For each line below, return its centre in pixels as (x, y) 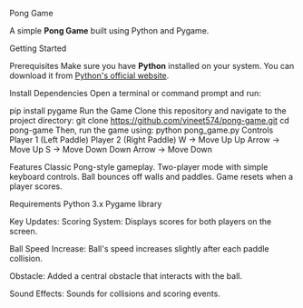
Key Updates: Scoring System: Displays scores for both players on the (141, 221)
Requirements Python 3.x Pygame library (86, 204)
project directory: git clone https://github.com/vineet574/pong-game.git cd (150, 120)
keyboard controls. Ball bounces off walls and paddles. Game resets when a (151, 177)
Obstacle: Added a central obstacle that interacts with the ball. (126, 276)
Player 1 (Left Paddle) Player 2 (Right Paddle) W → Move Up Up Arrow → (145, 139)
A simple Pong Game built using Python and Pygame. (109, 30)
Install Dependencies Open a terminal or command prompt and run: (135, 93)
